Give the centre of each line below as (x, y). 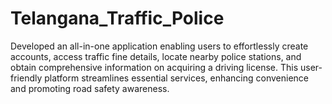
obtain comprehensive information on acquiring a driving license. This (154, 67)
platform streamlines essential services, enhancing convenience (176, 78)
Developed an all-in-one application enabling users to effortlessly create (159, 46)
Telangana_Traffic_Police (117, 18)
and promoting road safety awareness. (90, 88)
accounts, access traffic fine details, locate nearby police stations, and (156, 56)
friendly (26, 78)
